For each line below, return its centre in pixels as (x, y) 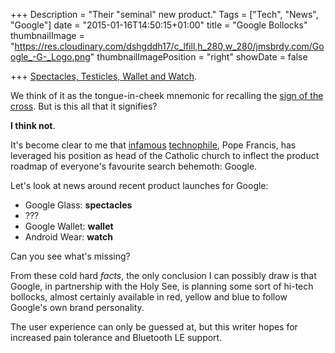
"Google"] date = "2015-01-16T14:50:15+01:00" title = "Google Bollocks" (159, 25)
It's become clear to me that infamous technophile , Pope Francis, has (153, 145)
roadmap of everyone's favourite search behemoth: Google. (134, 166)
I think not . (33, 125)
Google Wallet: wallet (69, 226)
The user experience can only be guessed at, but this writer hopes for (154, 327)
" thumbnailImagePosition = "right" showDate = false (198, 57)
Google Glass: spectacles (78, 205)
